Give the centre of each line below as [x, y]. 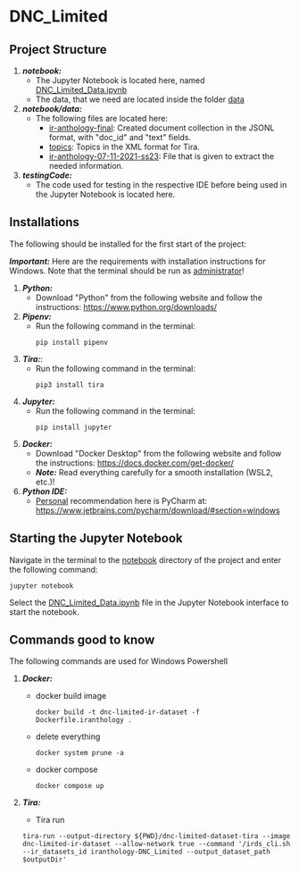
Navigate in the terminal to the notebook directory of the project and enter [145, 559]
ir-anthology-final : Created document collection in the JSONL [162, 128]
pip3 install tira [70, 385]
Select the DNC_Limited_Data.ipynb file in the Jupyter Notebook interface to [149, 602]
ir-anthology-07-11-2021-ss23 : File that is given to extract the [162, 156]
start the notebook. [45, 612]
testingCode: [47, 175]
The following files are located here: [101, 118]
